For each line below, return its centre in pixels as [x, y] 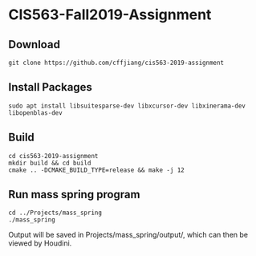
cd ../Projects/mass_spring [55, 213]
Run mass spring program [74, 195]
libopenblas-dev [35, 113]
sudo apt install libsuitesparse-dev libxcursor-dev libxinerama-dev [127, 106]
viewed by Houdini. [40, 243]
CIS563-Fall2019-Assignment [110, 15]
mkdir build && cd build [50, 163]
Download [34, 45]
